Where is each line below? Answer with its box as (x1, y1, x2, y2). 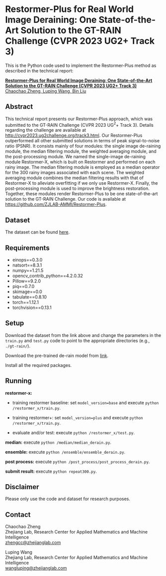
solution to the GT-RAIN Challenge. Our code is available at (5, 196, 126, 202)
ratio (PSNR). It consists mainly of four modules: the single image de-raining (5, 143, 161, 149)
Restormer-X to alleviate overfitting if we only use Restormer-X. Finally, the (5, 180, 158, 186)
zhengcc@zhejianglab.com (5, 540, 61, 546)
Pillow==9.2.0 (12, 278, 41, 284)
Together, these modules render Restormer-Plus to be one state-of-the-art (5, 191, 158, 197)
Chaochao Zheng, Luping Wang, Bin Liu (5, 88, 86, 94)
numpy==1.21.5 (12, 268, 44, 274)
